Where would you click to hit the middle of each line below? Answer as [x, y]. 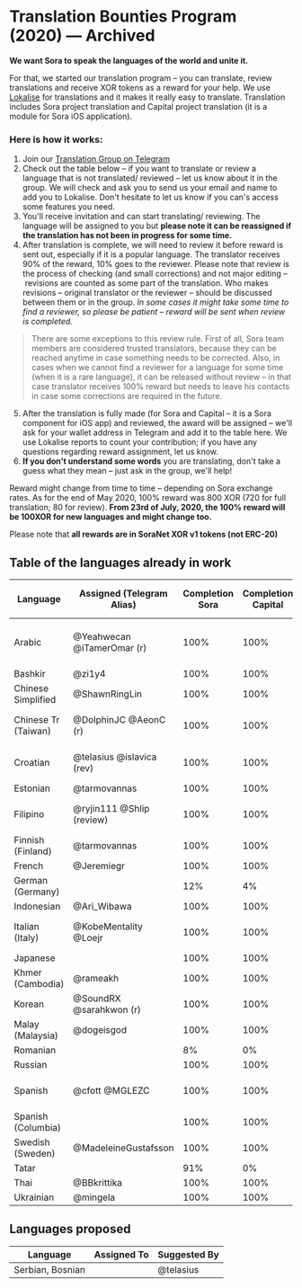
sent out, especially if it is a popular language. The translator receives [151, 254]
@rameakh [96, 979]
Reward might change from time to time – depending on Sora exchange [141, 488]
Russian [31, 1065]
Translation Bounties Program [123, 17]
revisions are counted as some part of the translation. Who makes [147, 283]
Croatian [32, 763]
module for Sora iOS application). [71, 116]
